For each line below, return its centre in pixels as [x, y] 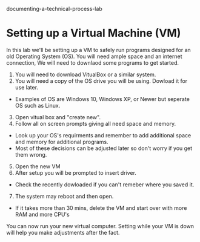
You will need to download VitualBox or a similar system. [85, 74]
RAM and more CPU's [42, 214]
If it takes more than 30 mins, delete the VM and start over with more [101, 208]
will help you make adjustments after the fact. [63, 232]
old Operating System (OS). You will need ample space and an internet [94, 56]
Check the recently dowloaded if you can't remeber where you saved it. [105, 185]
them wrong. [31, 154]
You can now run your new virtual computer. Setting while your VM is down [100, 226]
